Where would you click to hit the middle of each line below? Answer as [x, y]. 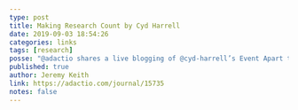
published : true [39, 67]
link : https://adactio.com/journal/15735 [87, 83]
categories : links [43, 42]
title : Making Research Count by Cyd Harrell [94, 26]
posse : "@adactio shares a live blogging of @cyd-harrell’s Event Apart [146, 59]
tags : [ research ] [41, 51]
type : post [29, 17]
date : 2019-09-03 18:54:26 [59, 34]
